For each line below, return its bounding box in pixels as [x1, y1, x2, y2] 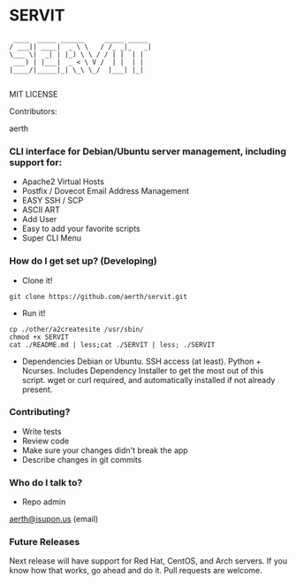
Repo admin [21, 496, 66, 507]
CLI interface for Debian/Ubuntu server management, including [9, 145, 287, 158]
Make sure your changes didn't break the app [21, 444, 188, 456]
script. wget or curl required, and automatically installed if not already [21, 374, 276, 385]
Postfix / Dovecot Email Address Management [21, 186, 190, 196]
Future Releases [9, 536, 80, 549]
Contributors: [9, 105, 57, 116]
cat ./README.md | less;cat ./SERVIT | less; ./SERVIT [9, 340, 216, 350]
